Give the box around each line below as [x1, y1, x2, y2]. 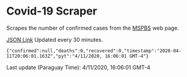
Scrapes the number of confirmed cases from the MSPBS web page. [6, 24, 179, 32]
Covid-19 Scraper [6, 4, 98, 18]
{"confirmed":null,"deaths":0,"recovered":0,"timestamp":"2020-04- [6, 47, 182, 54]
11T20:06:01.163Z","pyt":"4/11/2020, [6, 53, 103, 59]
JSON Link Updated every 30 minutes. [6, 36, 103, 43]
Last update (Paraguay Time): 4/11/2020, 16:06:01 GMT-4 [6, 64, 151, 71]
